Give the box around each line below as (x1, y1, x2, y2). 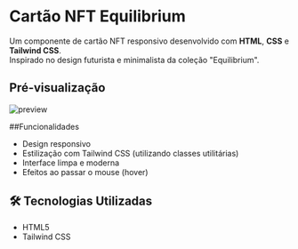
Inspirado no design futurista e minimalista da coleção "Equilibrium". (9, 54, 260, 65)
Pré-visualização (9, 80, 106, 95)
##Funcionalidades (9, 121, 80, 132)
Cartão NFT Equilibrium (9, 6, 187, 27)
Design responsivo (21, 138, 92, 149)
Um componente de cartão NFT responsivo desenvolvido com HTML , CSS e (9, 36, 289, 46)
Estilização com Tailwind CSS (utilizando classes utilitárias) (21, 148, 239, 158)
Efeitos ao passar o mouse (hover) (21, 166, 149, 177)
